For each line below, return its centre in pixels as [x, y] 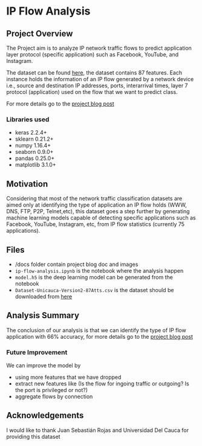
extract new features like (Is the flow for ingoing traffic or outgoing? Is [102, 384]
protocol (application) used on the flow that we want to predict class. [92, 92]
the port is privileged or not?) [51, 390]
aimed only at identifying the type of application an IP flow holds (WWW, [96, 205]
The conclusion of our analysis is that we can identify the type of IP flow [96, 330]
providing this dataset [33, 436]
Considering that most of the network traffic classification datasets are [94, 199]
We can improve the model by [44, 365]
